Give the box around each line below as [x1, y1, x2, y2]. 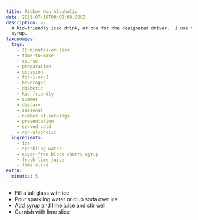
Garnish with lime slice [14, 208, 70, 215]
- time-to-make [16, 52, 54, 58]
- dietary [16, 101, 41, 108]
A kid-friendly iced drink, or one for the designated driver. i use [11, 25, 189, 31]
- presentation [16, 119, 54, 124]
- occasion [16, 69, 44, 75]
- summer [16, 96, 38, 102]
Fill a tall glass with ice [14, 189, 70, 196]
